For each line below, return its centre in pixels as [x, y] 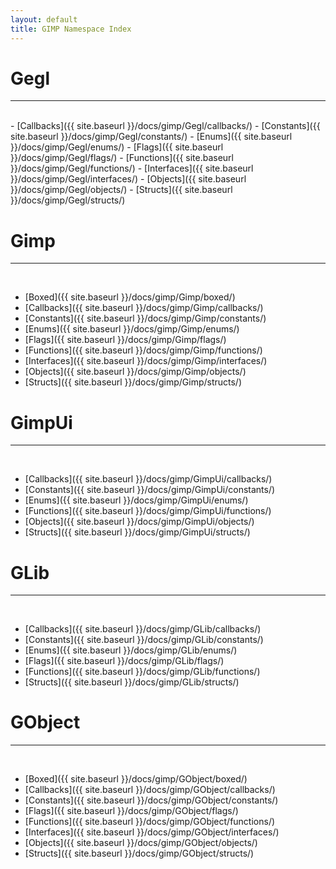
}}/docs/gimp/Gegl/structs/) [68, 200]
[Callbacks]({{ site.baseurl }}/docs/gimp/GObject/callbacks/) [150, 790]
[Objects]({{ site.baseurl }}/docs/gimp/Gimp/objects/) [135, 372]
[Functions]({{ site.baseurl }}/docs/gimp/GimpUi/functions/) [148, 511]
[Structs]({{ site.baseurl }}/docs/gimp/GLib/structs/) [132, 682]
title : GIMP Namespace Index [71, 29]
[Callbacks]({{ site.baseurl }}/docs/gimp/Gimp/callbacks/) [144, 308]
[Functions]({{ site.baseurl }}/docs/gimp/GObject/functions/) [150, 822]
